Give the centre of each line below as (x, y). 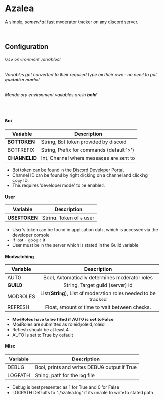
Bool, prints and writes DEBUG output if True (86, 367)
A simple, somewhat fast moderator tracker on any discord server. (72, 22)
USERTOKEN (23, 218)
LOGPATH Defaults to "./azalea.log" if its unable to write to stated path (82, 392)
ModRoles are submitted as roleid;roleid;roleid (58, 324)
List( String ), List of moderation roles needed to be (98, 293)
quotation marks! (22, 80)
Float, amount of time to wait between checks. (98, 307)
